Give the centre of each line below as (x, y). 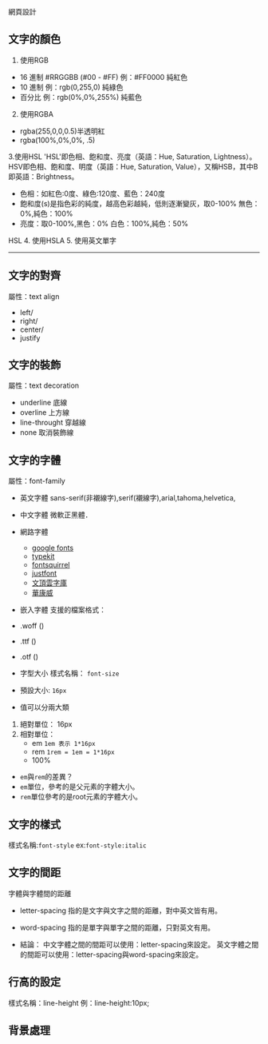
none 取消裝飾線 (47, 432)
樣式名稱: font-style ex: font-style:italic (77, 845)
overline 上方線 (45, 412)
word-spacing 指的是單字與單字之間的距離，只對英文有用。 (117, 927)
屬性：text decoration (44, 385)
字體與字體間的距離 (40, 893)
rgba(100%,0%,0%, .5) (57, 140)
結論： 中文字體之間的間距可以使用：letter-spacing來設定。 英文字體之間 (139, 944)
